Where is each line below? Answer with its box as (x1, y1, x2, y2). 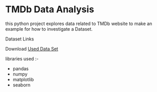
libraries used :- (5, 55, 39, 62)
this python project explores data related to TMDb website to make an (5, 20, 152, 27)
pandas (12, 65, 29, 72)
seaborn (12, 82, 31, 88)
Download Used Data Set (5, 45, 58, 52)
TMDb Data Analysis (5, 4, 95, 15)
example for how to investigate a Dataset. (5, 26, 93, 32)
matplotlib (12, 76, 34, 82)
